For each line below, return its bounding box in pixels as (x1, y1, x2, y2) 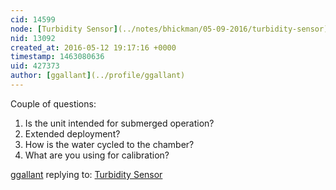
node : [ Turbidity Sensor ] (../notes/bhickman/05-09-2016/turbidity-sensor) (10, 24, 329, 34)
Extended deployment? (24, 127, 121, 140)
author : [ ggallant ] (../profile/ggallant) (10, 71, 186, 81)
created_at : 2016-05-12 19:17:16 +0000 (10, 42, 177, 53)
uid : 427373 (10, 61, 60, 71)
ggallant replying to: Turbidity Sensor (10, 168, 163, 180)
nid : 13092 (10, 33, 56, 43)
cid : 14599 (10, 14, 56, 25)
